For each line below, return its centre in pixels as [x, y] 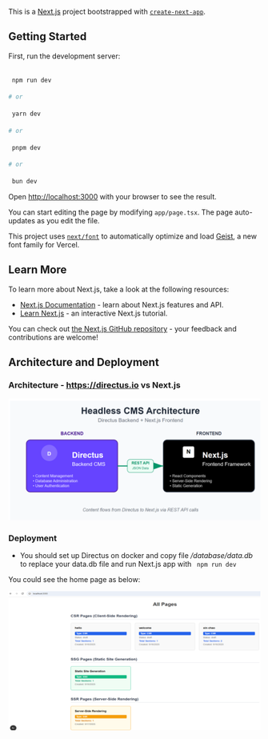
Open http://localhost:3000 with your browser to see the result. [113, 197]
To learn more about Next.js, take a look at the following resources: [119, 289]
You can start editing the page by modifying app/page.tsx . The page [121, 212]
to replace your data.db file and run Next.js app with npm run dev [128, 564]
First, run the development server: [64, 56]
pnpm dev [26, 147]
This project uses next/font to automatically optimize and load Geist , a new [133, 236]
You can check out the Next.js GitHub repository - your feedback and [123, 328]
